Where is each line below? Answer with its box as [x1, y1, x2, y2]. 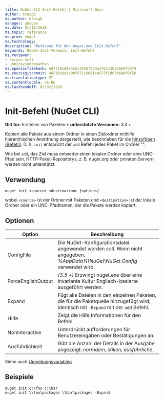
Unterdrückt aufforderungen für [58, 326, 130, 333]
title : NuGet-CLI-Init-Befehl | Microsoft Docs [5, 7, 104, 12]
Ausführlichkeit [7, 343, 42, 350]
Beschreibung [90, 231, 124, 238]
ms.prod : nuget [5, 35, 36, 40]
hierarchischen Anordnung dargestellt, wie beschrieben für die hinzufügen [5, 136, 155, 142]
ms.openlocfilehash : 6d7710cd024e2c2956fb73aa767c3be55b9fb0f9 [5, 67, 137, 71]
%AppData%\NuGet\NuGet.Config [58, 258, 138, 265]
